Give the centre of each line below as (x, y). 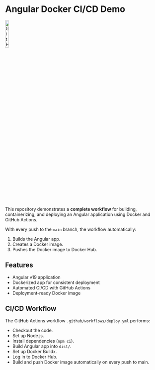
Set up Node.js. (28, 335)
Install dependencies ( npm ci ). (43, 341)
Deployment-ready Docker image (46, 293)
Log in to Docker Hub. (35, 357)
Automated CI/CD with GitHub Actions (51, 287)
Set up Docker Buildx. (35, 351)
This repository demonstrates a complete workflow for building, (71, 209)
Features (19, 265)
